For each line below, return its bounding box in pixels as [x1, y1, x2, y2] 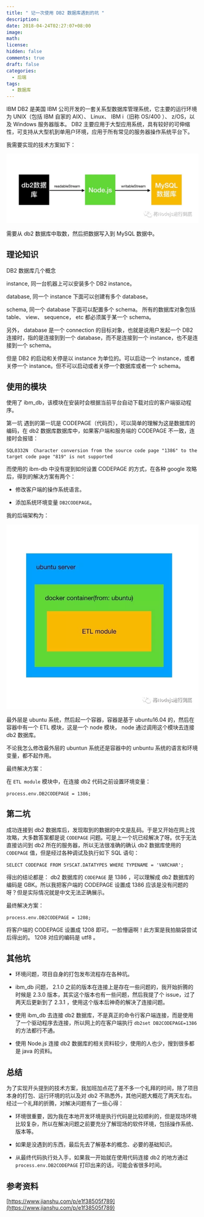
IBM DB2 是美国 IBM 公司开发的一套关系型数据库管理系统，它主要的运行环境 [6, 106, 197, 113]
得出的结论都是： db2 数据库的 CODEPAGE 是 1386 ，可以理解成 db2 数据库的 [6, 873, 195, 881]
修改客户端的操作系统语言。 [15, 486, 85, 494]
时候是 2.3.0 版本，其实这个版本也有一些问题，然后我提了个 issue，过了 [15, 991, 195, 999]
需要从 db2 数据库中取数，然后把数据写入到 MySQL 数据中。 [6, 229, 158, 237]
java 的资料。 [22, 1047, 56, 1055]
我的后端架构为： [6, 512, 49, 519]
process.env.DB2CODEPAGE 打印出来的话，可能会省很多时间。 [15, 1161, 166, 1169]
